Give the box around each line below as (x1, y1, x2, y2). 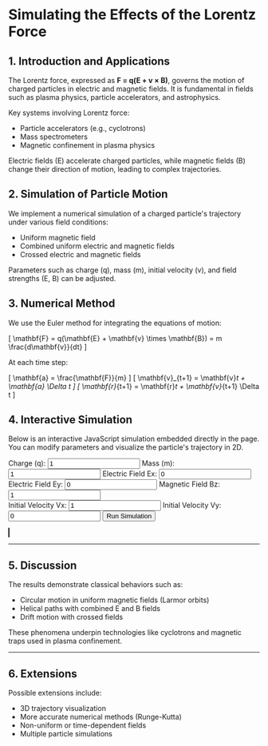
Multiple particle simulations (19, 729, 113, 739)
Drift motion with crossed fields (19, 613, 124, 622)
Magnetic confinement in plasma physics (19, 141, 156, 149)
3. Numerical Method (8, 297, 116, 311)
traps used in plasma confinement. (8, 637, 122, 646)
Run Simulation (106, 512, 152, 521)
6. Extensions (8, 667, 77, 681)
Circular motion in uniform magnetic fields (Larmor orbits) (19, 595, 210, 605)
